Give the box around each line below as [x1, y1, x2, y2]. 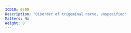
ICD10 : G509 [5, 7, 29, 12]
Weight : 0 [5, 20, 25, 26]
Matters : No [5, 16, 29, 21]
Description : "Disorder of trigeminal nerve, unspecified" [5, 12, 127, 16]
